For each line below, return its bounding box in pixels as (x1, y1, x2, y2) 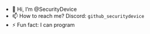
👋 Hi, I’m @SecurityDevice (11, 6, 77, 13)
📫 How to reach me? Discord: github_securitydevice (11, 13, 145, 19)
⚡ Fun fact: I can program (11, 21, 75, 28)
